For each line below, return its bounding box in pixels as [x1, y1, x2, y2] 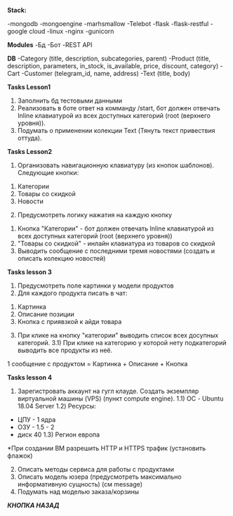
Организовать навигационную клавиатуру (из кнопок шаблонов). [17, 161, 214, 169]
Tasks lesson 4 [7, 373, 53, 382]
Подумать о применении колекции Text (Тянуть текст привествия [17, 127, 215, 134]
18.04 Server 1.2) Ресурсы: [17, 402, 96, 410]
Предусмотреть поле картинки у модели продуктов [17, 281, 174, 290]
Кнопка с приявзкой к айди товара [17, 318, 122, 325]
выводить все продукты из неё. [17, 346, 113, 354]
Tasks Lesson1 [7, 83, 51, 91]
